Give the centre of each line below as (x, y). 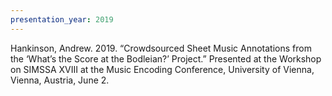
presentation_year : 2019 (62, 19)
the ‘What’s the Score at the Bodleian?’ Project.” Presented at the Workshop (166, 58)
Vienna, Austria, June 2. (60, 80)
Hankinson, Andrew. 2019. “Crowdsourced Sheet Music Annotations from (161, 48)
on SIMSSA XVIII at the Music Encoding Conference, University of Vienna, (162, 69)
